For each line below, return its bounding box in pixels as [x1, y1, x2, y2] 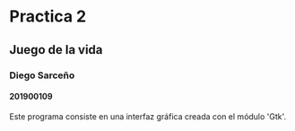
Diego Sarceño [9, 69, 75, 82]
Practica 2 [9, 6, 87, 27]
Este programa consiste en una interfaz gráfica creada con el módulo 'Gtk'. [9, 110, 287, 122]
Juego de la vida [9, 42, 103, 57]
